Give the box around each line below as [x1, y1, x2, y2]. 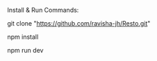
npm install [7, 33, 39, 41]
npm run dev [7, 46, 44, 54]
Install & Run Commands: [7, 6, 79, 14]
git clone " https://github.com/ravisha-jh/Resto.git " [7, 19, 151, 27]
